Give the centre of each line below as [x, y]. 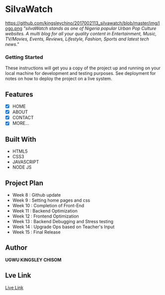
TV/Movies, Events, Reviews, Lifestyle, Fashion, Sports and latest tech [77, 39]
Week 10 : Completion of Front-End [48, 205]
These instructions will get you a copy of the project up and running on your [83, 68]
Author [16, 248]
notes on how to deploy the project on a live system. [59, 79]
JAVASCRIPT [26, 162]
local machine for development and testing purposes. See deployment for [81, 73]
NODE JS [22, 167]
